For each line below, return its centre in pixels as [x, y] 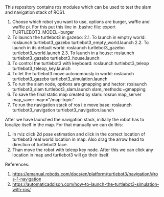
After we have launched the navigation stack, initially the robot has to [75, 120]
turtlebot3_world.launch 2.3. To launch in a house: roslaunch [73, 53]
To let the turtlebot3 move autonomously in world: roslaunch [73, 74]
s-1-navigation [27, 179]
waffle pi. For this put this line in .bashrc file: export [64, 27]
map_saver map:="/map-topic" [43, 99]
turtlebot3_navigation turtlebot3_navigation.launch [63, 110]
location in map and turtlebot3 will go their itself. [61, 155]
